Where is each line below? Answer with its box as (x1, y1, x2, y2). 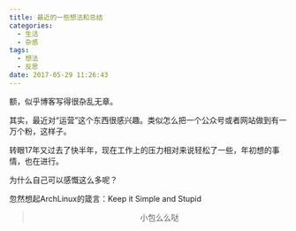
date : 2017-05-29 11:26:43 (9, 71, 109, 80)
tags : (9, 46, 29, 55)
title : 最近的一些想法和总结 (9, 12, 103, 22)
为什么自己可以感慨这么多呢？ (9, 174, 118, 185)
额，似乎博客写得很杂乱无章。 (9, 96, 118, 106)
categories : (9, 21, 53, 30)
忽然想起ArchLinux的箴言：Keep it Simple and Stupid (9, 193, 201, 204)
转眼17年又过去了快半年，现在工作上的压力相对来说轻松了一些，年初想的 (9, 144, 272, 155)
